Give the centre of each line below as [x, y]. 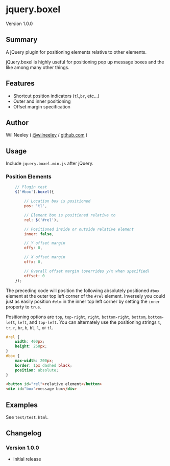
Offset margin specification [42, 106]
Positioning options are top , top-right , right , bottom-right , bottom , [76, 317]
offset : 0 [34, 276]
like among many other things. [38, 67]
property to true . [23, 307]
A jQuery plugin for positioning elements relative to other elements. [76, 52]
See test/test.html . [27, 417]
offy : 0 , [33, 248]
